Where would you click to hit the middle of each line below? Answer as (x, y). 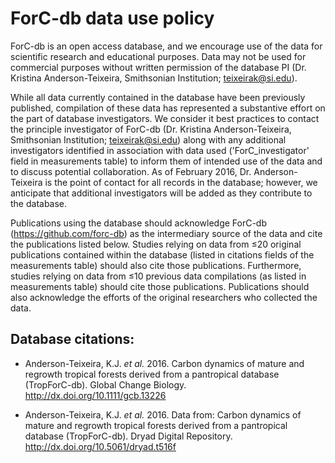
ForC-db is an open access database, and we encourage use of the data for (166, 46)
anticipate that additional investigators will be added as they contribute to (161, 193)
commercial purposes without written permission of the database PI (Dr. (158, 67)
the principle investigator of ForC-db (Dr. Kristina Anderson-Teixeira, (151, 129)
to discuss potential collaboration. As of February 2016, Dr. (131, 171)
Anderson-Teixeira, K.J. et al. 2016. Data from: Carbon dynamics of (163, 414)
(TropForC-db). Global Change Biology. (105, 384)
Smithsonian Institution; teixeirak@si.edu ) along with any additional (148, 139)
